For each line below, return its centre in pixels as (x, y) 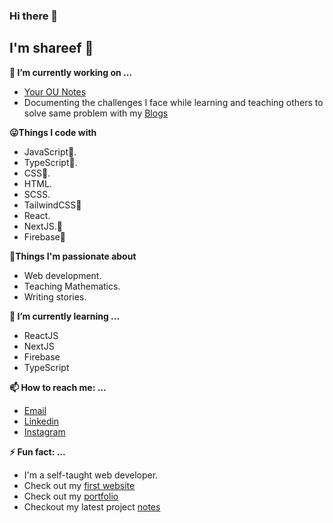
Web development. (62, 275)
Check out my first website (79, 485)
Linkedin (41, 421)
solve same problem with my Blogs (96, 113)
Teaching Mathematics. (72, 286)
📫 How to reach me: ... (58, 387)
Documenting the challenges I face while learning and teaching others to (173, 102)
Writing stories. (55, 296)
